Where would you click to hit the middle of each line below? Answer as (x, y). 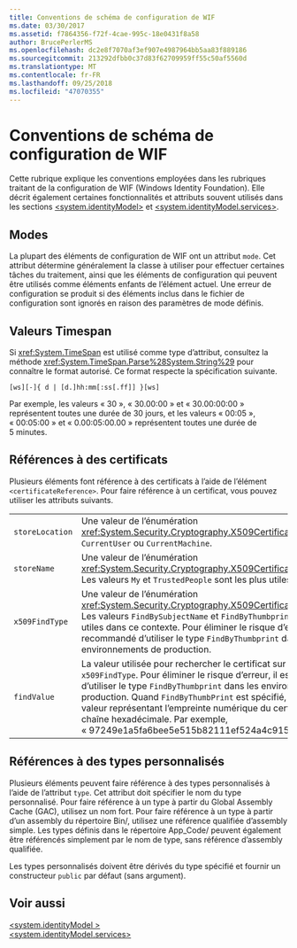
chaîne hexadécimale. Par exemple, (154, 719)
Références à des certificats (88, 460)
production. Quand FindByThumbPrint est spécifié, (184, 696)
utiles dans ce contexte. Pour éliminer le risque (178, 627)
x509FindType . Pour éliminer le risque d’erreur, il (179, 674)
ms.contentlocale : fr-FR (55, 75)
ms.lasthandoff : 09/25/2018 (61, 83)
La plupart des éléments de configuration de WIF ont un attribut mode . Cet (143, 256)
